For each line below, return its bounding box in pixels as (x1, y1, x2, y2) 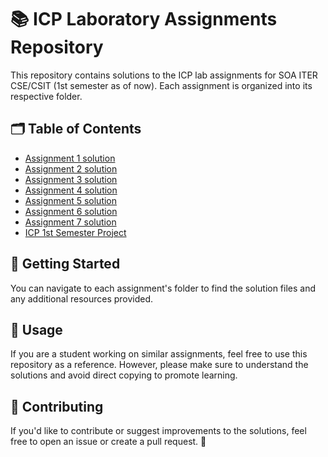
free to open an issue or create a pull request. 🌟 (10, 436, 207, 448)
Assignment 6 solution (24, 205, 118, 217)
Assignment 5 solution (24, 194, 118, 206)
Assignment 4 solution (24, 184, 118, 196)
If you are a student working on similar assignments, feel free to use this (10, 348, 308, 360)
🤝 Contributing (10, 398, 104, 415)
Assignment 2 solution (24, 162, 118, 175)
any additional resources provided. (10, 292, 154, 305)
